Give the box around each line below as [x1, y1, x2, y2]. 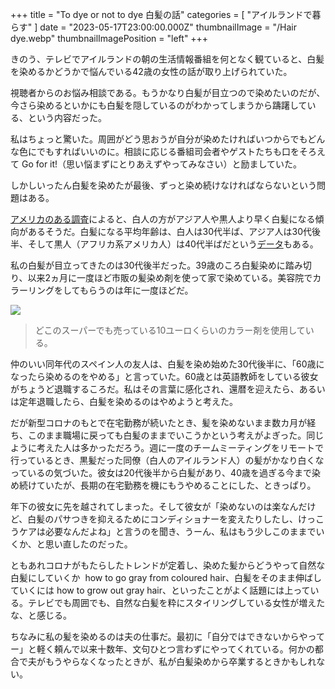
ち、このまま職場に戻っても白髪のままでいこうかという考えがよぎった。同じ [10, 429, 325, 441]
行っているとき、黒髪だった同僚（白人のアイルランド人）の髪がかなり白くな [10, 454, 325, 466]
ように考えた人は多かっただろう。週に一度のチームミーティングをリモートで [10, 442, 325, 453]
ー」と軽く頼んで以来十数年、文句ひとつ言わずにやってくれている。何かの [10, 643, 315, 655]
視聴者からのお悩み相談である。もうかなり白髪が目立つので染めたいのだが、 [10, 87, 326, 98]
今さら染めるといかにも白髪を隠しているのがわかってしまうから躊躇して [10, 99, 308, 111]
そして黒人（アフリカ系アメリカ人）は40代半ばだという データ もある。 [27, 238, 319, 250]
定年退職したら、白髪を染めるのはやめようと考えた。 [18, 396, 238, 407]
